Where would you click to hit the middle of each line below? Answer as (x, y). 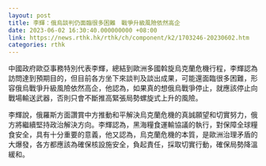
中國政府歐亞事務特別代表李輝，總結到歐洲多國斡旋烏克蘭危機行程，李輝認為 (133, 69)
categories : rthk (37, 45)
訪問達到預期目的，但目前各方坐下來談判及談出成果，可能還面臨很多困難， (129, 78)
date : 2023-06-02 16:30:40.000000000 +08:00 (83, 30)
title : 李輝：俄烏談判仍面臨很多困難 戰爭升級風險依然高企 (94, 23)
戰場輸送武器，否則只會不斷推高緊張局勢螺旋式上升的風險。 (105, 98)
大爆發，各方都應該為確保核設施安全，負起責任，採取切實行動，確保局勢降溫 (133, 145)
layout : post (30, 15)
